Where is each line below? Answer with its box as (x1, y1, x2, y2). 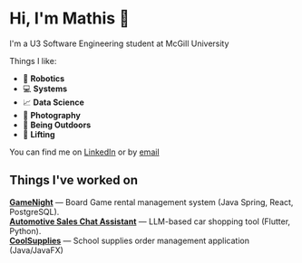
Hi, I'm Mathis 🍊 (9, 8, 130, 29)
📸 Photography (22, 109, 82, 120)
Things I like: (9, 55, 57, 66)
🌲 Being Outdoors (22, 119, 92, 130)
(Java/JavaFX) (9, 244, 63, 256)
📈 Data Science (22, 97, 84, 108)
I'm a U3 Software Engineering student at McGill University (9, 38, 229, 49)
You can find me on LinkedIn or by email (9, 146, 161, 157)
